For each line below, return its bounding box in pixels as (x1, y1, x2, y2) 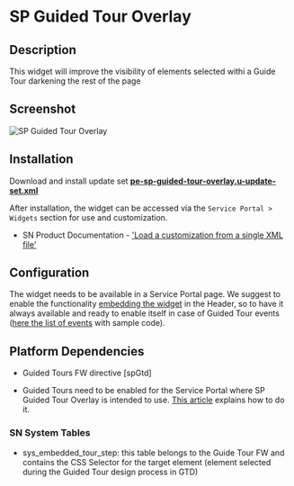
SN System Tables (9, 427, 92, 439)
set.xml (9, 184, 39, 195)
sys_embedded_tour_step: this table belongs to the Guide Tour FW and (22, 447, 285, 458)
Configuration (9, 265, 90, 281)
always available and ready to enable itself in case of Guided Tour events (9, 308, 281, 319)
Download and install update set (9, 175, 129, 186)
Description (9, 42, 76, 58)
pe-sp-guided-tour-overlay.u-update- (129, 175, 277, 186)
